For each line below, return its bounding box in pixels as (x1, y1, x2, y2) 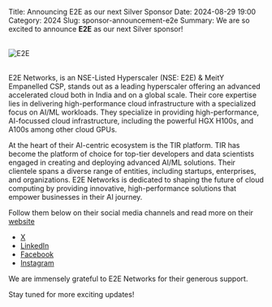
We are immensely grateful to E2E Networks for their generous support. (8, 274, 248, 283)
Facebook (19, 249, 54, 259)
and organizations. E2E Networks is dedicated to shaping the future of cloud (8, 175, 264, 184)
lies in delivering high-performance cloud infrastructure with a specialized (8, 99, 256, 108)
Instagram (19, 258, 54, 267)
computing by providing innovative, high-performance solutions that (8, 184, 237, 193)
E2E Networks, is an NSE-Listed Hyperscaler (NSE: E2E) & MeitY (8, 73, 225, 82)
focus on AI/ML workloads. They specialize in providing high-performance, (8, 107, 260, 117)
